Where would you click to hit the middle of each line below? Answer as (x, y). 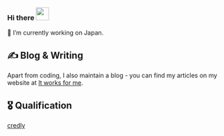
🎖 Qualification (40, 105)
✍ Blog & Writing (45, 55)
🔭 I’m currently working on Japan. (55, 33)
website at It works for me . (45, 83)
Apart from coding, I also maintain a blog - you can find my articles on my (112, 75)
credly (16, 125)
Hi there (21, 17)
